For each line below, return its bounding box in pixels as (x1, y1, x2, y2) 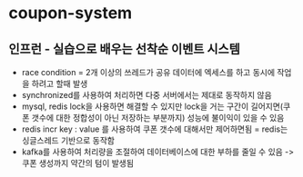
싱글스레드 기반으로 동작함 (21, 135, 116, 145)
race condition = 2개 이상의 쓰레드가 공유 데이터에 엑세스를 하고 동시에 (21, 67, 275, 77)
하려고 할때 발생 (31, 78, 88, 89)
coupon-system (8, 3, 133, 24)
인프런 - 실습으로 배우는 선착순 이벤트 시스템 (8, 41, 240, 56)
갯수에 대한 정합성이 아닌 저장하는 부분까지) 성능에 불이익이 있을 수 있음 (31, 113, 285, 123)
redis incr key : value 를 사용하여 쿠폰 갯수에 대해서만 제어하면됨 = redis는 (21, 123, 288, 134)
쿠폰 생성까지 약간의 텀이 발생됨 (21, 158, 134, 168)
